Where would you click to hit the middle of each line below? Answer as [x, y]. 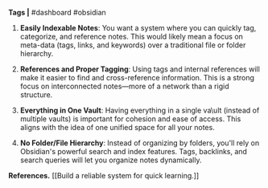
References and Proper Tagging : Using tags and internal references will [140, 69]
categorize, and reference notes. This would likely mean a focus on [132, 37]
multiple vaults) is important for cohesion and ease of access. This [130, 119]
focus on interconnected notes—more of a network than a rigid [124, 86]
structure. [36, 95]
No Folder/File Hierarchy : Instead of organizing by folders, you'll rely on [140, 143]
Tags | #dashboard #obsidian [57, 12]
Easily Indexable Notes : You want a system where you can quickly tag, [138, 28]
